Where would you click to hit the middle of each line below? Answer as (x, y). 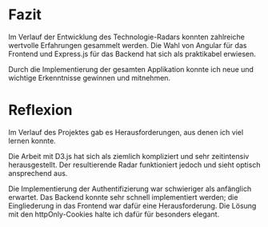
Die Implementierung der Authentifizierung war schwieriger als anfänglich (130, 189)
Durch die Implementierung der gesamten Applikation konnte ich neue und (131, 69)
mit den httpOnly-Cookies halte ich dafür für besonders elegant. (114, 214)
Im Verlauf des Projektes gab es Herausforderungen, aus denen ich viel (126, 132)
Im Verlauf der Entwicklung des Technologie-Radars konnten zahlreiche (127, 37)
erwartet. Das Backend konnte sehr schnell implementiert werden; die (123, 197)
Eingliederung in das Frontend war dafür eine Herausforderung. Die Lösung (132, 205)
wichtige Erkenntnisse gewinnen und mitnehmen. (89, 78)
